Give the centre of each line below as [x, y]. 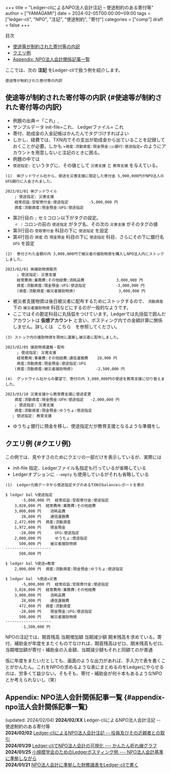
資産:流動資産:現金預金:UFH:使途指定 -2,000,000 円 [67, 400]
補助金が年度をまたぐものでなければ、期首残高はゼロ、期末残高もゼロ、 [90, 643]
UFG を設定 [23, 243]
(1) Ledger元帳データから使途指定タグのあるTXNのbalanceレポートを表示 [75, 485]
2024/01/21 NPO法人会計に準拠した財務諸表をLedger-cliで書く [72, 765]
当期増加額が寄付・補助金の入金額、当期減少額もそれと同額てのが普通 [79, 650]
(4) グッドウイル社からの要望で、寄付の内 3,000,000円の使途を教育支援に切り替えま [85, 379]
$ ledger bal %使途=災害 [31, 579]
